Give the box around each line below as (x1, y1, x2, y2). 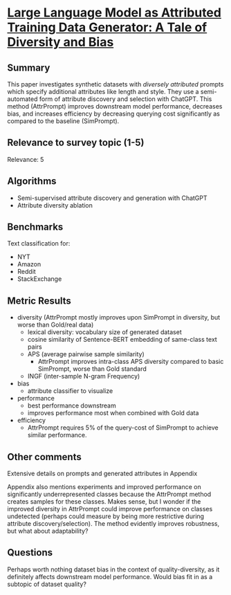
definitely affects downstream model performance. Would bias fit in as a (7, 572, 213, 580)
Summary (7, 62, 50, 73)
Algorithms (7, 175, 57, 187)
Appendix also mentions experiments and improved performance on (7, 483, 202, 491)
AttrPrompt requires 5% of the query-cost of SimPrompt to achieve (27, 423, 219, 432)
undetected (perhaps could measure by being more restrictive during (7, 512, 205, 520)
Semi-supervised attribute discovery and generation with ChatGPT (17, 194, 207, 202)
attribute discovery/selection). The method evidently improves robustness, (7, 520, 220, 528)
